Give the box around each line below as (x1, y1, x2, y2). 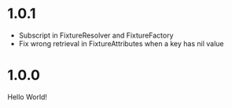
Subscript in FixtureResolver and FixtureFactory (18, 31, 174, 40)
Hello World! (7, 92, 48, 102)
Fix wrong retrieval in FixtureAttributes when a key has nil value (18, 38, 224, 48)
